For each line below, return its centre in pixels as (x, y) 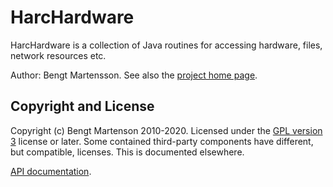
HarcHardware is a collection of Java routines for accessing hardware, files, (166, 45)
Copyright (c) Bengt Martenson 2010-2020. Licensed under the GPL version (166, 130)
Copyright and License (82, 106)
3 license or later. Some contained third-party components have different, (162, 141)
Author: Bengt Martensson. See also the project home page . (134, 75)
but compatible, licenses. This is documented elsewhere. (127, 152)
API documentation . (51, 171)
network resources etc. (58, 55)
